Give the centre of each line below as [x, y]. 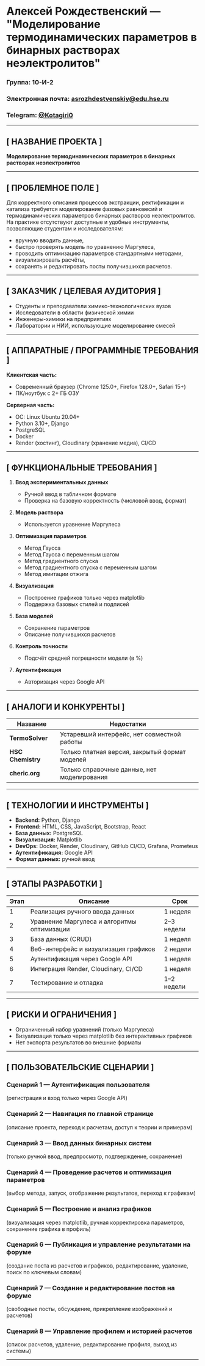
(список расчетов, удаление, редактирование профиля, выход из [92, 1345]
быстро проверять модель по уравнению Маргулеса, [85, 246]
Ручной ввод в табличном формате [70, 494]
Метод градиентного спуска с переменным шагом [91, 567]
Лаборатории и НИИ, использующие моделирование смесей [95, 325]
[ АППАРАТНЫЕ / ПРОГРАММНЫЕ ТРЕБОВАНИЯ [103, 351]
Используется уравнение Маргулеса [72, 525]
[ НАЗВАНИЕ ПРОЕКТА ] [54, 142]
